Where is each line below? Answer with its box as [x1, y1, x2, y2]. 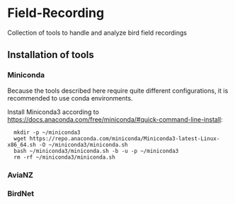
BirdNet [7, 189, 35, 199]
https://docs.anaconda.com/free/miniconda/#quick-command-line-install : [7, 115, 223, 123]
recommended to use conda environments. [7, 93, 133, 102]
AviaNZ [7, 170, 34, 180]
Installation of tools [7, 49, 94, 61]
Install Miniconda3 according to [7, 108, 99, 116]
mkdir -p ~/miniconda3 [13, 129, 81, 136]
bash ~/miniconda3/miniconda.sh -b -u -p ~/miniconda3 [13, 147, 179, 154]
